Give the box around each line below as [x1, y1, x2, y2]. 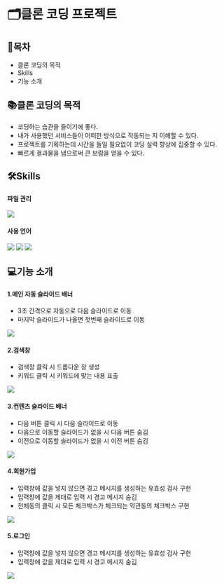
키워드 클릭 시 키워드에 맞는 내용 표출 [17, 372, 119, 380]
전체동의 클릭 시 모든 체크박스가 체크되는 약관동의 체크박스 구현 [17, 501, 190, 510]
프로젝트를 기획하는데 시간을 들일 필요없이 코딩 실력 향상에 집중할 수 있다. [17, 139, 218, 148]
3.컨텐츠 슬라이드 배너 [7, 402, 67, 410]
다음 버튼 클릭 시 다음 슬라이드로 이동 [17, 418, 119, 428]
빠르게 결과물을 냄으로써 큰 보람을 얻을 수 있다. [17, 149, 145, 157]
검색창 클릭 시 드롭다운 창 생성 [17, 362, 100, 372]
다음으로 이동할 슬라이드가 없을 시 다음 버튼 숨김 [17, 428, 148, 436]
